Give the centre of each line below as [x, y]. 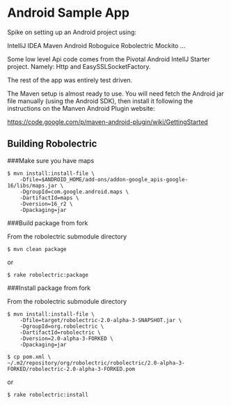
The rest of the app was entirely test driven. [70, 80]
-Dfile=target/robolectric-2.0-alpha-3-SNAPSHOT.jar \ [101, 320]
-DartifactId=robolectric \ [60, 333]
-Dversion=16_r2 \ [46, 204]
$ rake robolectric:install [48, 395]
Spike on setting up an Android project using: [72, 32]
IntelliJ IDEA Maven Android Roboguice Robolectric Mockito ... [96, 45]
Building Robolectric [52, 144]
